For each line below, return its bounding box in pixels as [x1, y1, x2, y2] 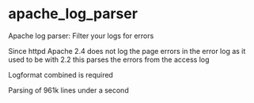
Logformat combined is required [8, 70, 113, 79]
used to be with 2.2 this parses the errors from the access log [8, 55, 210, 64]
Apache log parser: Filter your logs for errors [8, 31, 154, 40]
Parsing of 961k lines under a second [8, 85, 129, 95]
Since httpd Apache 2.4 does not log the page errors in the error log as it [8, 46, 246, 55]
